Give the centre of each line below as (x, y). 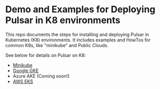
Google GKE (26, 71)
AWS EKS (23, 81)
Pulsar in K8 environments (63, 20)
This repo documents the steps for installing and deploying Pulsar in (77, 34)
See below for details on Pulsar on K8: (46, 55)
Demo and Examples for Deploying (80, 9)
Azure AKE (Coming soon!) (41, 76)
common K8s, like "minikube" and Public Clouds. (57, 45)
